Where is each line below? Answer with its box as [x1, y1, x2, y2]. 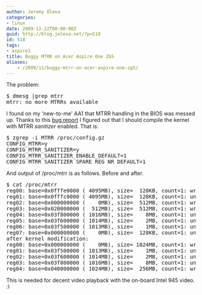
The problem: [6, 81, 40, 88]
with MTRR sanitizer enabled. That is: [6, 123, 99, 130]
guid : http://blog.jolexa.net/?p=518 [6, 31, 101, 37]
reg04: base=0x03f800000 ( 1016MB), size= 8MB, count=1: [6, 211, 188, 218]
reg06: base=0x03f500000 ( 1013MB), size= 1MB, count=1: [6, 224, 188, 230]
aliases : [6, 59, 28, 65]
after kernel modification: [6, 236, 89, 242]
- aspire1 [6, 48, 31, 54]
